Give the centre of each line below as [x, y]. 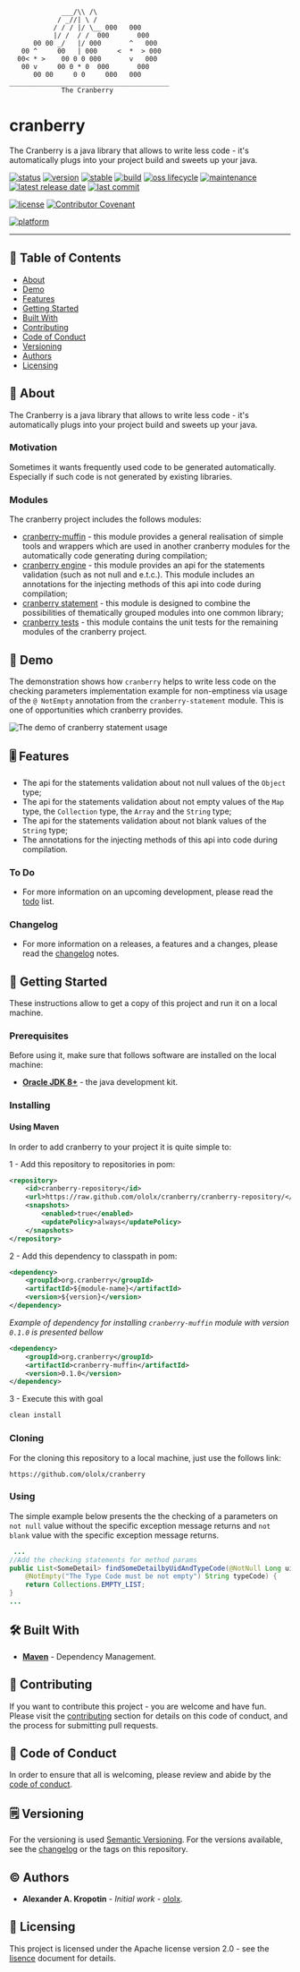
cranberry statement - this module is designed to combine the [136, 603]
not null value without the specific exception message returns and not [140, 1525]
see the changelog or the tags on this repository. [99, 1849]
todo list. [38, 901]
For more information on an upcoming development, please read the [148, 892]
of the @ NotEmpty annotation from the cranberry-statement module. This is [146, 700]
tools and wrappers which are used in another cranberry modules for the [156, 546]
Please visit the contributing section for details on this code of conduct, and [149, 1716]
